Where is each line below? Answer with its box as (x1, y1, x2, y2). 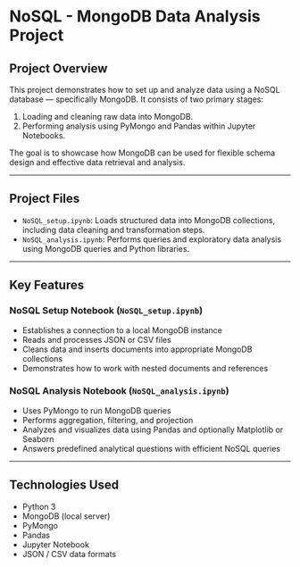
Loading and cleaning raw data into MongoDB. (21, 112, 194, 121)
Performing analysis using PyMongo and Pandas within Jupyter (21, 121, 256, 131)
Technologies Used (9, 478, 119, 493)
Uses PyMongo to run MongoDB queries (21, 404, 171, 416)
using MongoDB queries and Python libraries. (21, 243, 190, 254)
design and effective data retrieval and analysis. (9, 157, 186, 167)
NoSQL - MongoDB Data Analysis (9, 6, 261, 27)
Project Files (9, 191, 80, 206)
